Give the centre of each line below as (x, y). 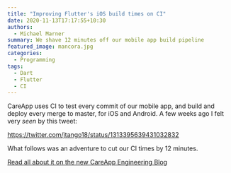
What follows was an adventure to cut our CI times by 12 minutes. (103, 148)
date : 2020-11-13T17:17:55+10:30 (57, 20)
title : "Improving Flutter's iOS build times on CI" (87, 14)
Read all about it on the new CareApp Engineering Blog (88, 162)
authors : (20, 27)
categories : (25, 54)
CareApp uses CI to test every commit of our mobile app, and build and (111, 106)
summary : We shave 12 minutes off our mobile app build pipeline (106, 40)
